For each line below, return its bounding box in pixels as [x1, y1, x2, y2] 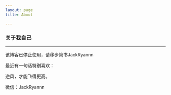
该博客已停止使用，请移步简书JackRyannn [5, 51, 94, 57]
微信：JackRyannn [5, 84, 45, 90]
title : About [5, 12, 33, 17]
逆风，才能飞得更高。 [5, 73, 50, 79]
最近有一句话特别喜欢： [5, 62, 54, 69]
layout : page [5, 7, 33, 13]
